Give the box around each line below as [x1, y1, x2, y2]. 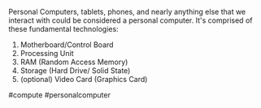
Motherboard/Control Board [20, 40, 114, 50]
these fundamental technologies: [8, 24, 120, 33]
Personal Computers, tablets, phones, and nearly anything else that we [8, 7, 246, 16]
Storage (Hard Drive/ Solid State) [20, 66, 131, 76]
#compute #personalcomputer [8, 90, 111, 100]
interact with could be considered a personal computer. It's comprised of [8, 15, 253, 25]
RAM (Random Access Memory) [20, 57, 128, 67]
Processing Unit [20, 49, 74, 58]
